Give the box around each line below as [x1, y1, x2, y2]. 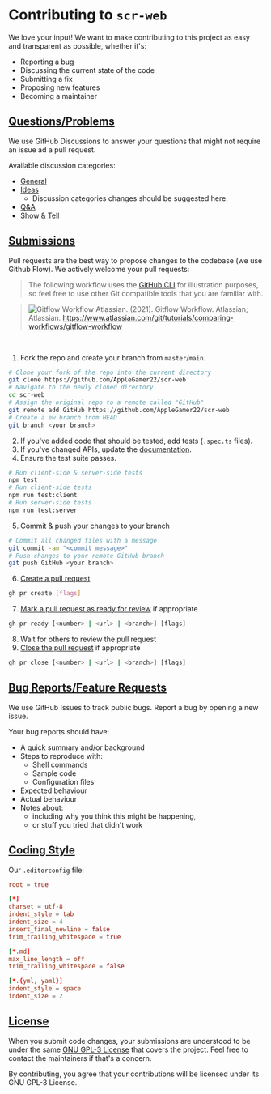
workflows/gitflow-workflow [28, 321, 123, 331]
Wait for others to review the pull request [19, 634, 157, 645]
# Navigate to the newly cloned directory [8, 383, 154, 392]
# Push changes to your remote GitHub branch [8, 551, 164, 560]
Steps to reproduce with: [19, 751, 103, 760]
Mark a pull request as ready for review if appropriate [19, 604, 198, 614]
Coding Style [8, 844, 75, 858]
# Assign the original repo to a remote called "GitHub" [8, 398, 205, 407]
